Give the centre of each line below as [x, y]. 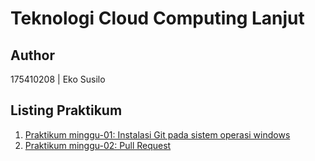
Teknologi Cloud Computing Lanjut [157, 18]
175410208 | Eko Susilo [58, 79]
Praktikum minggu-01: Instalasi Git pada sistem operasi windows [157, 134]
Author [32, 55]
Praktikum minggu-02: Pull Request [98, 145]
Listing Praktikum [66, 110]
